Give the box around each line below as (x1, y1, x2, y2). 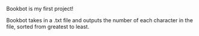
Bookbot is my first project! (6, 5, 74, 12)
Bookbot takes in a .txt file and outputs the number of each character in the (6, 17, 193, 23)
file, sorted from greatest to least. (6, 23, 89, 30)
